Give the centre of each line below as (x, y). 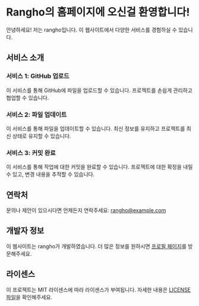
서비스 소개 (25, 58)
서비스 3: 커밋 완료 (31, 153)
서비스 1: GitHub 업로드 (38, 76)
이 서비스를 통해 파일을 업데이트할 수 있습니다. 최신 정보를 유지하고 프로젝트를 (96, 128)
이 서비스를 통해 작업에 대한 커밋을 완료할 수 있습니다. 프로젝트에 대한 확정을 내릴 (99, 167)
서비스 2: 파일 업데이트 (37, 115)
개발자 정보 (25, 231)
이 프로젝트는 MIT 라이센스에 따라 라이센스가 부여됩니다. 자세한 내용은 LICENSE (99, 289)
